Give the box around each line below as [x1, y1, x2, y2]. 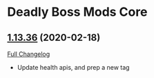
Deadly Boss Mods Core [7, 4, 148, 20]
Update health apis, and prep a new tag [17, 64, 130, 71]
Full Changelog [7, 50, 50, 58]
